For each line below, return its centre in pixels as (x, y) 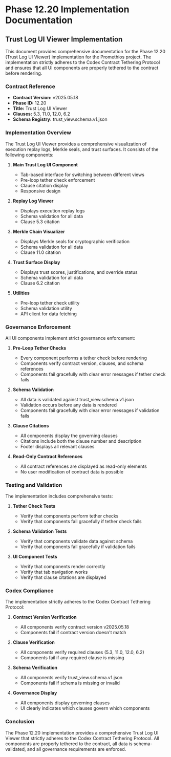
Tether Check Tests (34, 506)
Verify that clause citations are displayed (63, 577)
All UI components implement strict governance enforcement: (70, 338)
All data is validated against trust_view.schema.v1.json (77, 399)
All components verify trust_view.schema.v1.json (71, 678)
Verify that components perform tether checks (69, 516)
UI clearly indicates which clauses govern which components (85, 708)
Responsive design (40, 191)
